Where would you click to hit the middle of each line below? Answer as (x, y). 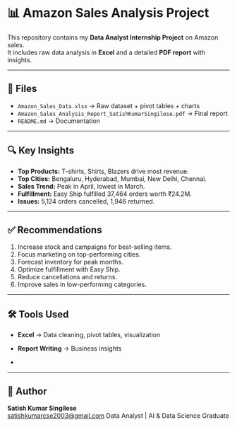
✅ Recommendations (55, 230)
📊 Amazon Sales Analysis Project (108, 13)
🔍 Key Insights (41, 151)
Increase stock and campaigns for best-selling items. (95, 247)
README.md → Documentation (59, 121)
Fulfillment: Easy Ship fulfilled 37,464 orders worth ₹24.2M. (105, 194)
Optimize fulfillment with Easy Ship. (69, 269)
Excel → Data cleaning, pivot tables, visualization (89, 335)
